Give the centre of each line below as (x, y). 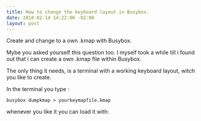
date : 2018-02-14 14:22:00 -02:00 (51, 18)
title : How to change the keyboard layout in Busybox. (78, 12)
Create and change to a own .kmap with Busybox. (69, 41)
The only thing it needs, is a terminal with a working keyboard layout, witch (101, 71)
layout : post (23, 23)
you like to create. (29, 78)
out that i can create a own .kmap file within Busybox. (74, 59)
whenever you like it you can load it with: (58, 112)
